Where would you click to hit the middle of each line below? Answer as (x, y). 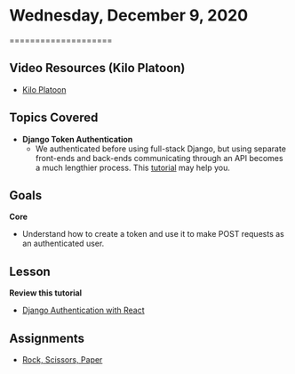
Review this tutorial (46, 293)
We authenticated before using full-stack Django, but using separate (161, 149)
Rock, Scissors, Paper (62, 360)
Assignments (47, 338)
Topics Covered (54, 118)
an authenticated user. (63, 244)
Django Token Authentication (77, 139)
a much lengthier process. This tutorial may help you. (133, 167)
